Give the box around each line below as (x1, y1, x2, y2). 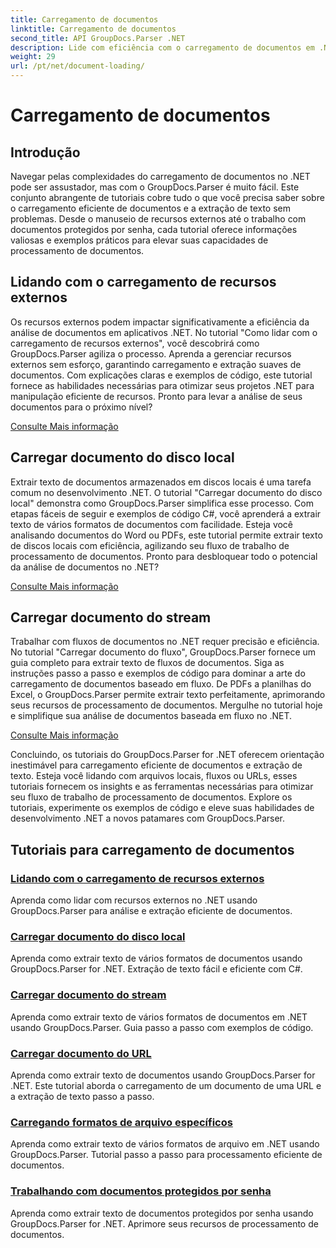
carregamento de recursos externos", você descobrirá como (10, 337, 260, 349)
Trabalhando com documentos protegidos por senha (10, 1184, 272, 1198)
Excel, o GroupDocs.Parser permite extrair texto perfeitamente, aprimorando (10, 689, 326, 701)
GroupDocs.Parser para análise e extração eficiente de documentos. (10, 905, 293, 917)
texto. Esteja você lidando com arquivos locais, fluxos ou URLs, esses (10, 770, 298, 782)
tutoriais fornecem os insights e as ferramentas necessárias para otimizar (10, 781, 314, 793)
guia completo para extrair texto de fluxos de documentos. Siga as (10, 657, 285, 669)
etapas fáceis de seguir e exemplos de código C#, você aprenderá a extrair (10, 507, 322, 520)
